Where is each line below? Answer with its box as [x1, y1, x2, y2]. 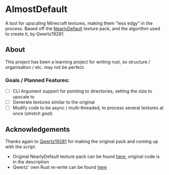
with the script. [5, 144, 36, 150]
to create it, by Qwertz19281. [5, 31, 65, 37]
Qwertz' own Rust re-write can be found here [12, 164, 107, 170]
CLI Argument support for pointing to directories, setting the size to [12, 88, 152, 94]
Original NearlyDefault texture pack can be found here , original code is [12, 153, 160, 159]
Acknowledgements [5, 125, 70, 134]
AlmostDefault [5, 4, 68, 15]
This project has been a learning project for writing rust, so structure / [5, 59, 150, 65]
